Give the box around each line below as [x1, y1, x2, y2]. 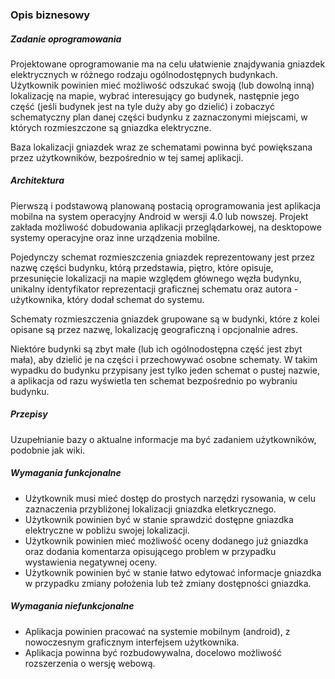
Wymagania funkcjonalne [10, 467, 122, 479]
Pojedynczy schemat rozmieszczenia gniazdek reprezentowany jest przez [10, 251, 316, 263]
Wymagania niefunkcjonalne [10, 600, 135, 612]
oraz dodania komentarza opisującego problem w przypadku [24, 545, 277, 557]
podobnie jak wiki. [10, 444, 86, 456]
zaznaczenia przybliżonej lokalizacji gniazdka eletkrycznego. [24, 503, 277, 515]
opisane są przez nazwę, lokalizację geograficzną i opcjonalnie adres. [10, 323, 299, 335]
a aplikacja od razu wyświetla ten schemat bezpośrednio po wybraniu [10, 374, 298, 387]
